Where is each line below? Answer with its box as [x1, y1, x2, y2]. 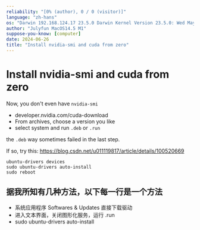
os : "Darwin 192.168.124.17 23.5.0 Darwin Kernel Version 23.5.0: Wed [6, 20, 185, 26]
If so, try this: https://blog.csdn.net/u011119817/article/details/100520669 [6, 147, 185, 154]
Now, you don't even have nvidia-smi [6, 100, 98, 107]
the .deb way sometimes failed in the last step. [6, 135, 120, 143]
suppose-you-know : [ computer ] [6, 31, 82, 37]
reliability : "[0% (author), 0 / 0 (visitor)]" [6, 8, 127, 15]
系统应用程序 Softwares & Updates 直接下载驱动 [14, 204, 133, 211]
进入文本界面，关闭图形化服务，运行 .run [14, 211, 115, 218]
